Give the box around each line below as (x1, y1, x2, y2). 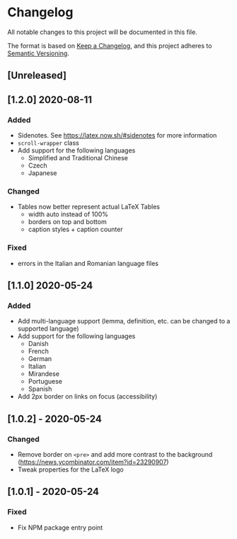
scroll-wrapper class (17, 139, 79, 148)
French (28, 347, 50, 355)
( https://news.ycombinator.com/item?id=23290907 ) (17, 457, 169, 466)
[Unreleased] (7, 70, 67, 82)
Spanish (28, 384, 52, 394)
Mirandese (28, 369, 60, 378)
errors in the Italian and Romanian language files (17, 259, 159, 267)
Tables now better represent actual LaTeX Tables (17, 203, 161, 211)
